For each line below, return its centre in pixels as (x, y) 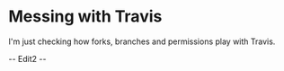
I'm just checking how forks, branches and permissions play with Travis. (142, 41)
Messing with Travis (85, 17)
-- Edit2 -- (27, 58)
